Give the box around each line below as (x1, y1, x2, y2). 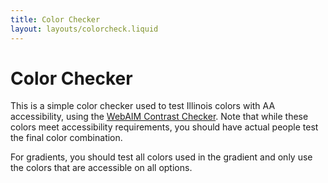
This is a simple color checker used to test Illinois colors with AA (10, 100, 276, 112)
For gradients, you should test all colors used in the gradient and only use (10, 151, 313, 163)
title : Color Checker (10, 14, 101, 25)
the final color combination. (10, 132, 123, 144)
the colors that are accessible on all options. (10, 162, 193, 174)
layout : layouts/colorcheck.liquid (10, 24, 159, 34)
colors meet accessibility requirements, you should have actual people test (10, 121, 319, 133)
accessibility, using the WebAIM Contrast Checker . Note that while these (10, 111, 309, 123)
